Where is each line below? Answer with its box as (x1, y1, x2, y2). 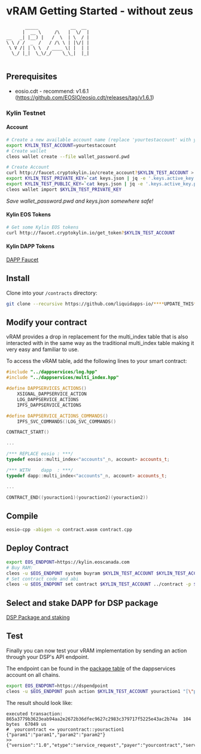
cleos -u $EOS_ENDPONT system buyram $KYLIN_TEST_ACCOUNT (6, 570, 154, 576)
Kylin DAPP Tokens (6, 243, 55, 250)
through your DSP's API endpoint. (6, 653, 89, 660)
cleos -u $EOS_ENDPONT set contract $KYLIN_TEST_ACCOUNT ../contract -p (6, 581, 191, 587)
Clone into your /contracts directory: (6, 289, 98, 297)
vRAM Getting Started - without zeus (6, 4, 193, 18)
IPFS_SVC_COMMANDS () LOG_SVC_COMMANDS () (17, 419, 117, 425)
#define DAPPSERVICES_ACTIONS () (6, 386, 87, 392)
